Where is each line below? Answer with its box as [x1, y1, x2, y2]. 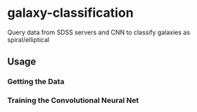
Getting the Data [7, 77, 65, 87]
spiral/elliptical [7, 35, 50, 43]
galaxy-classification [7, 5, 134, 21]
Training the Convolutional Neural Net [7, 96, 139, 106]
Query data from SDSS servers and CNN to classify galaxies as [7, 28, 191, 36]
